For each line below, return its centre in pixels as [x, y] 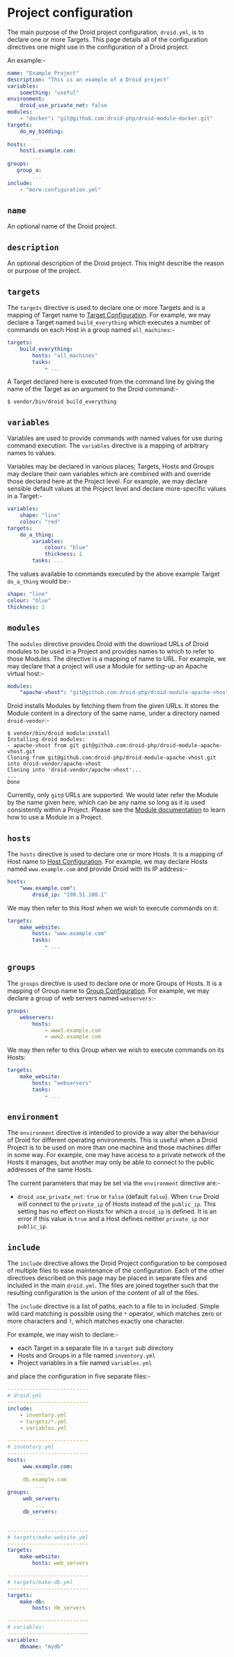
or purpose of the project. [44, 271]
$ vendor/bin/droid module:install [59, 733]
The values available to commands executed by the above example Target [114, 574]
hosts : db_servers [59, 1608]
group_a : [29, 171]
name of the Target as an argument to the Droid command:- [93, 389]
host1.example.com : [48, 151]
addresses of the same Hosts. [50, 1170]
